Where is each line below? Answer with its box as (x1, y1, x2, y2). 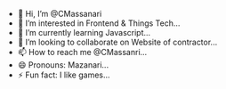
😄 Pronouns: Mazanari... (17, 60, 109, 70)
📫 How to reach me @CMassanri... (17, 47, 148, 57)
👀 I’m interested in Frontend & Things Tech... (17, 18, 181, 28)
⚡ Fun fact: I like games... (17, 69, 110, 80)
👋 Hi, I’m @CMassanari (17, 9, 102, 19)
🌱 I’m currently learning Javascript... (17, 28, 151, 37)
